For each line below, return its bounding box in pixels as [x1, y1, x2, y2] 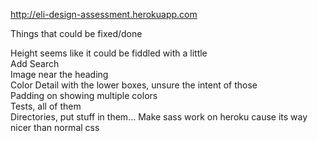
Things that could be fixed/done [10, 28, 143, 39]
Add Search [10, 58, 60, 69]
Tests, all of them [10, 100, 82, 112]
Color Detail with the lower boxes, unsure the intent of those [10, 79, 258, 91]
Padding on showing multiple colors [10, 90, 158, 101]
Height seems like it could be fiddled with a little [10, 47, 208, 59]
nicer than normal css [10, 122, 100, 133]
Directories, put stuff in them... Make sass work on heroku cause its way [10, 111, 308, 123]
